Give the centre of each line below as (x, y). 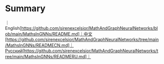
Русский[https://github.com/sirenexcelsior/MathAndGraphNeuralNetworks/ (81, 51)
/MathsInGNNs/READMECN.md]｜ (40, 45)
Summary (25, 9)
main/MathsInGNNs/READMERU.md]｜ (52, 56)
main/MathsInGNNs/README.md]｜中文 (52, 34)
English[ (13, 28)
